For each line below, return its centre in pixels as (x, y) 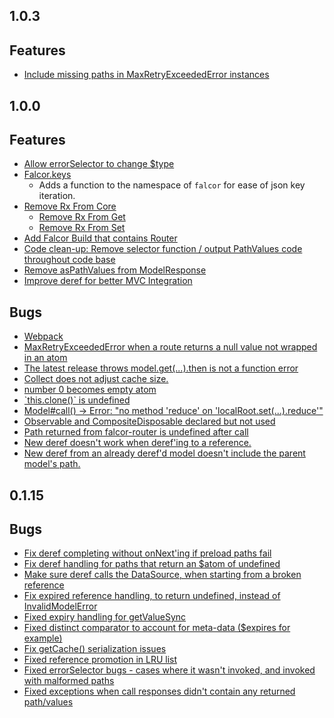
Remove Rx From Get (82, 217)
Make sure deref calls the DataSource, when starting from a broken (162, 575)
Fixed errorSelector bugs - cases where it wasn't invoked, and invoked (169, 670)
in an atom (45, 358)
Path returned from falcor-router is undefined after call (136, 432)
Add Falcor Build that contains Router (100, 238)
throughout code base (69, 260)
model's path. (52, 464)
